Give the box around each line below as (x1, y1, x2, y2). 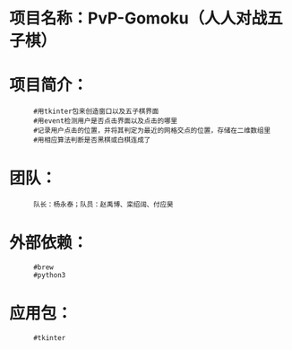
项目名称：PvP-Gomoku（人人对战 (9, 8, 268, 29)
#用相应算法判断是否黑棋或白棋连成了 (32, 136, 151, 144)
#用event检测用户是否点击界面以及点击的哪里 (32, 117, 177, 126)
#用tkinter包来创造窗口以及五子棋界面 (32, 107, 159, 117)
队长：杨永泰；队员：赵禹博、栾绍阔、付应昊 (32, 200, 174, 209)
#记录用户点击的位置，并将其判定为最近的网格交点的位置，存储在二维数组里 (32, 127, 271, 136)
